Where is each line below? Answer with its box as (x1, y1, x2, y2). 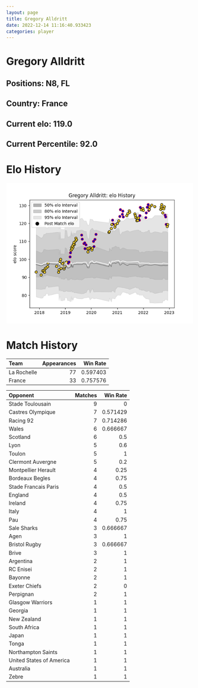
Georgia (8, 607, 28, 614)
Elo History (6, 163, 62, 177)
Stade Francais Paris (8, 483, 59, 490)
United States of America (8, 656, 70, 664)
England (8, 491, 29, 498)
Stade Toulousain (8, 400, 52, 407)
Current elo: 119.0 (6, 119, 73, 129)
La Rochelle (8, 369, 37, 376)
